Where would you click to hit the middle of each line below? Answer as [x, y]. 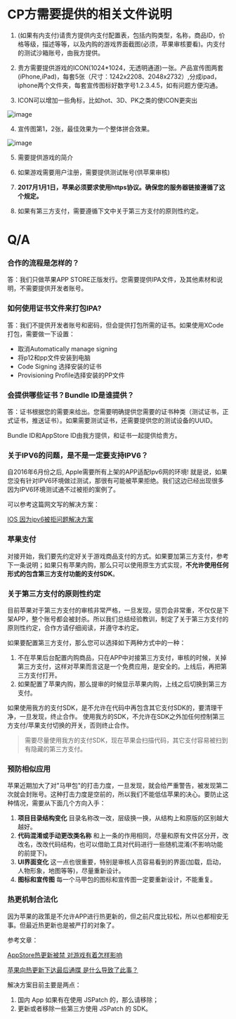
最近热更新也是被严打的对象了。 [72, 925]
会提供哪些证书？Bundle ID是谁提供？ [71, 395]
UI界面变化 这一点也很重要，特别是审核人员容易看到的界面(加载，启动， [121, 862]
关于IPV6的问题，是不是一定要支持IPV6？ [78, 455]
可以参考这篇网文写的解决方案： [53, 505]
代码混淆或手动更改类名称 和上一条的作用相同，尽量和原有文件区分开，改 [123, 836]
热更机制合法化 [33, 900]
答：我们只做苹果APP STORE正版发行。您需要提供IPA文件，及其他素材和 [112, 280]
